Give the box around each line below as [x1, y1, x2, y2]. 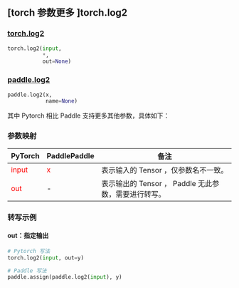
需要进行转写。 [115, 189, 166, 199]
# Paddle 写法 [7, 267, 48, 274]
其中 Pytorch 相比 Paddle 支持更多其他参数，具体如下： [7, 111, 170, 120]
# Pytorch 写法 [7, 247, 51, 254]
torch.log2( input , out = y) [7, 254, 84, 262]
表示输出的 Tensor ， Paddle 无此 [101, 178, 213, 188]
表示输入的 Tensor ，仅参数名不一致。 [101, 165, 228, 175]
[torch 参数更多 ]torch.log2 [7, 6, 128, 19]
